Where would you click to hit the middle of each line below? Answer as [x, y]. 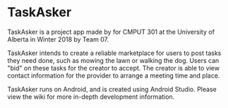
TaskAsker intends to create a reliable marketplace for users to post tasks [114, 53]
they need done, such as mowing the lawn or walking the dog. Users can [113, 60]
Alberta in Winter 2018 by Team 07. [58, 39]
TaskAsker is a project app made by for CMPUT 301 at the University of [111, 32]
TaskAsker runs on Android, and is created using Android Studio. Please [112, 89]
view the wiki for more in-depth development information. [91, 97]
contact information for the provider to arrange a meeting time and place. [114, 76]
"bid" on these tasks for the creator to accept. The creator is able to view [114, 68]
